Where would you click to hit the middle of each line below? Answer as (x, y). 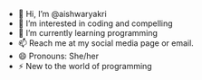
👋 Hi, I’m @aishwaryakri (62, 14)
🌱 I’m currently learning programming (88, 33)
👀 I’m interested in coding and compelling (96, 23)
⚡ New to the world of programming (85, 66)
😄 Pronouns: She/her (58, 56)
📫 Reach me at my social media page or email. (106, 43)
